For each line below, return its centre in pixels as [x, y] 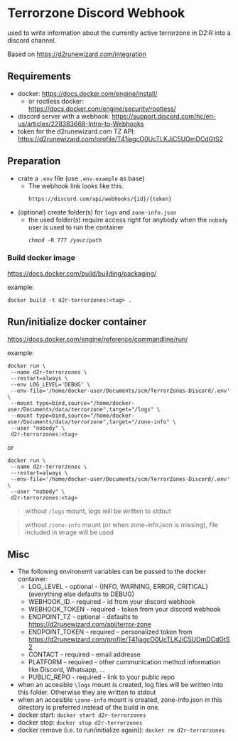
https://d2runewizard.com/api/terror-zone [90, 624]
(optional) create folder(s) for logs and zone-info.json [97, 212]
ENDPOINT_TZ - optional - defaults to [83, 617]
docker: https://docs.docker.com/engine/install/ [87, 93]
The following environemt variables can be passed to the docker [112, 572]
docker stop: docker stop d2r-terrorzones [80, 723]
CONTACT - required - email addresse [84, 654]
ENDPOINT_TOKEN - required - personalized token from [110, 632]
